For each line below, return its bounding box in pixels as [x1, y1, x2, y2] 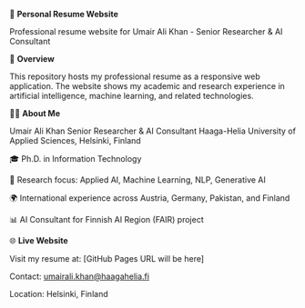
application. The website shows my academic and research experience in [9, 81, 285, 91]
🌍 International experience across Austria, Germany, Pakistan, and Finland [9, 193, 290, 204]
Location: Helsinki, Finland [9, 289, 108, 299]
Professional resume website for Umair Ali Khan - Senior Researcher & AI [9, 26, 283, 36]
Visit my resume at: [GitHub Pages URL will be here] [9, 253, 205, 263]
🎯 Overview [9, 54, 55, 64]
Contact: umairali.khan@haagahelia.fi [9, 271, 150, 282]
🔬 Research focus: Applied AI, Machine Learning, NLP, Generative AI [9, 174, 267, 185]
